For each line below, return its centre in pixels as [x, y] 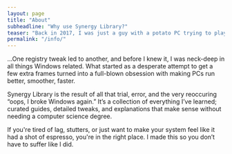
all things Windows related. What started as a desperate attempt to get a [110, 66]
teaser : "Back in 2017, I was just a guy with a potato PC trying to [109, 33]
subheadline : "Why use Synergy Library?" [68, 26]
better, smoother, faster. [41, 81]
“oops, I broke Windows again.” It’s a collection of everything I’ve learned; [112, 102]
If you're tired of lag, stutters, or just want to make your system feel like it [111, 130]
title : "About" [29, 20]
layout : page [26, 13]
